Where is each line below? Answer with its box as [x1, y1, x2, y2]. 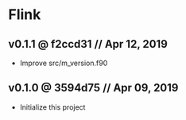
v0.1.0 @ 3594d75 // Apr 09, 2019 [8, 81, 179, 95]
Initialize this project [19, 102, 86, 112]
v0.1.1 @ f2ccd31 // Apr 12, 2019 [8, 37, 169, 51]
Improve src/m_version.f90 [19, 58, 108, 68]
